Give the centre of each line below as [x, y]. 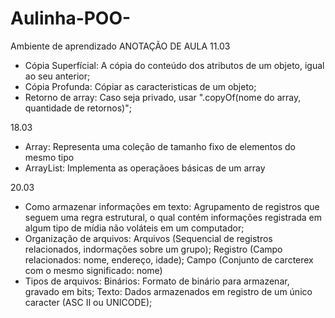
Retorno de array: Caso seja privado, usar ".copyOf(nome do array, [163, 97]
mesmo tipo [49, 157]
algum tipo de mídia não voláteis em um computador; [134, 228]
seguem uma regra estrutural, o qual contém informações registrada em [173, 217]
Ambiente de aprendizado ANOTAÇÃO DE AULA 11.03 [120, 46]
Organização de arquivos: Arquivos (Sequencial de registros [148, 238]
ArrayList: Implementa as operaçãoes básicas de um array [145, 168]
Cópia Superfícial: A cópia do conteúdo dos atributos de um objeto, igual [174, 65]
